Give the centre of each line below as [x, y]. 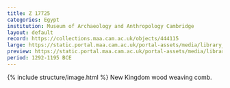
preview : [20, 52]
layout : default [30, 32]
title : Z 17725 [29, 13]
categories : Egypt [33, 20]
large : [16, 45]
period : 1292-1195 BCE [39, 58]
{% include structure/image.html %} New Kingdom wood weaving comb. [110, 77]
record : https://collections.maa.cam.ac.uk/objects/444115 [93, 39]
